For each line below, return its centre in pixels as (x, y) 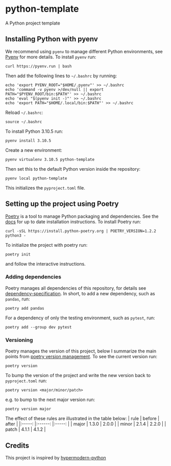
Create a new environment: (34, 150)
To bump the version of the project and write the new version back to (78, 376)
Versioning (19, 340)
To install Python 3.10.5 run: (34, 131)
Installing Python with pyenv (52, 39)
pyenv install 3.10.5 (28, 141)
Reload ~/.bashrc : (24, 112)
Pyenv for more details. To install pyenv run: (51, 57)
